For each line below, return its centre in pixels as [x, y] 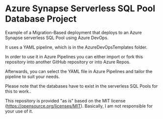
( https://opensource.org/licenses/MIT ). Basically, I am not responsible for [79, 106]
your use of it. [19, 111]
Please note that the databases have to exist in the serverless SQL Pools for [81, 86]
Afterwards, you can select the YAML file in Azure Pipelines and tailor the [79, 71]
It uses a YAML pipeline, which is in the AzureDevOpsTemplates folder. [76, 47]
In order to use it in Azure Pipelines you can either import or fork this [74, 56]
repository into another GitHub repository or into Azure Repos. [68, 62]
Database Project [41, 19]
